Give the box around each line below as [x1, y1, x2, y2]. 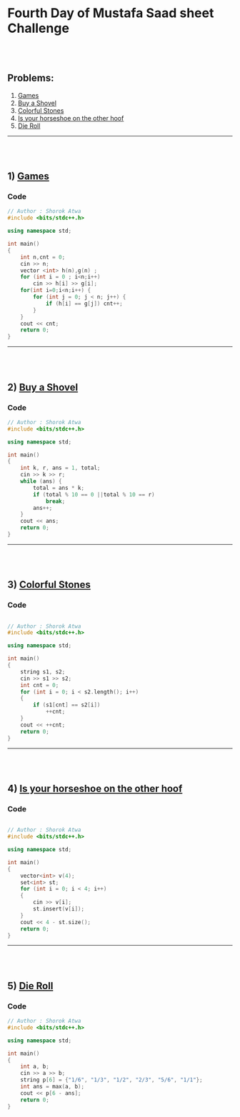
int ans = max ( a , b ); [20, 1083, 84, 1091]
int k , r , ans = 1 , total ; [20, 464, 101, 472]
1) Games [7, 170, 50, 183]
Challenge [7, 20, 70, 36]
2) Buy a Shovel [7, 381, 79, 394]
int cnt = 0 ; [20, 681, 59, 688]
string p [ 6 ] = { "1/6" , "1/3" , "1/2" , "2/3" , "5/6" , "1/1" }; [20, 1076, 203, 1083]
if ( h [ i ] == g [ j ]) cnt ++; [45, 300, 123, 307]
